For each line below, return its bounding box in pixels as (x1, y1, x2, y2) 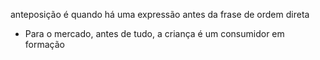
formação (24, 39, 65, 50)
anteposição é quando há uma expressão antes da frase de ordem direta (10, 9, 310, 20)
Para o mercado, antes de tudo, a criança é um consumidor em (24, 28, 285, 39)
